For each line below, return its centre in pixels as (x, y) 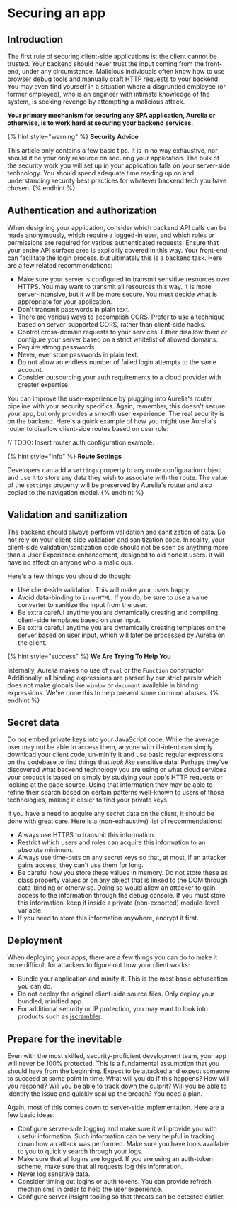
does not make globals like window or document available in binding (103, 685)
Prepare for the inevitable (65, 1039)
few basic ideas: (31, 1115)
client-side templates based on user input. (79, 620)
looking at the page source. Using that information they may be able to (110, 785)
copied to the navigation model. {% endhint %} (76, 492)
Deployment (35, 940)
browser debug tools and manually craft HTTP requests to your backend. (114, 79)
